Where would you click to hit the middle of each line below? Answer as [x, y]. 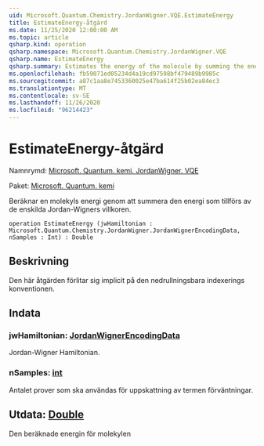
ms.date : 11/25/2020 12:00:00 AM [63, 30]
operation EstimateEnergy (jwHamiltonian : [81, 223]
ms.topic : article [39, 37]
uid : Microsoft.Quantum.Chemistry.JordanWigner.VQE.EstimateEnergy [121, 15]
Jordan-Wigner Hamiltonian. [54, 353]
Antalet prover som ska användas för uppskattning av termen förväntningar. [131, 390]
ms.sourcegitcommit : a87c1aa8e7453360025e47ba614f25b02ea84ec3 [114, 81]
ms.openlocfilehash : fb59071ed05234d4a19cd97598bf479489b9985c [114, 74]
